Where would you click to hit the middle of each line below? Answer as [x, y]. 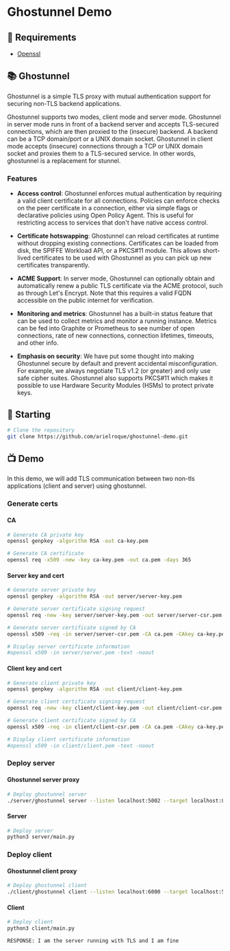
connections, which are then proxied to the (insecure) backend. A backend [112, 131]
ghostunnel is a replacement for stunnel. [64, 160]
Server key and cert [36, 575]
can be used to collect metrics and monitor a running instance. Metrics [117, 321]
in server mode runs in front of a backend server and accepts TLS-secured [113, 124]
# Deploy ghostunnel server [47, 794]
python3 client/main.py [41, 928]
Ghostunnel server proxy [43, 780]
